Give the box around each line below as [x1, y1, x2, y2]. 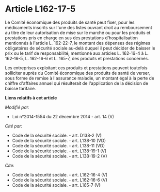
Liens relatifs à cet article [5, 95, 57, 100]
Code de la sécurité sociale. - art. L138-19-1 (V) [12, 148, 107, 154]
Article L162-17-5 [5, 3, 76, 15]
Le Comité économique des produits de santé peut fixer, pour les [5, 19, 135, 25]
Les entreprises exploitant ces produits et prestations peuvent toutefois [5, 64, 148, 71]
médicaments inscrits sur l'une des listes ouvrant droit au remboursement [5, 24, 153, 30]
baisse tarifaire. [5, 85, 36, 91]
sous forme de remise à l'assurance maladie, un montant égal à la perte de [5, 75, 154, 81]
